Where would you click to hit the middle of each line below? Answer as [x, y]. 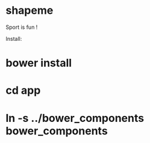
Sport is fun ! [22, 27]
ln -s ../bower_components [75, 118]
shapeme [30, 11]
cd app [23, 90]
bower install [39, 63]
